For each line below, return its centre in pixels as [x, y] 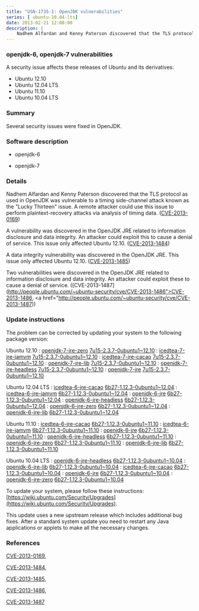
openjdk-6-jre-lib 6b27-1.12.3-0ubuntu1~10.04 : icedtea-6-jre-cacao [89, 467]
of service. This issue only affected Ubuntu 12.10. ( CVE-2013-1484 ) [88, 243]
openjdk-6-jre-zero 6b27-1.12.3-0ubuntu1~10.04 [65, 479]
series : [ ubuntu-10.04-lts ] [42, 17]
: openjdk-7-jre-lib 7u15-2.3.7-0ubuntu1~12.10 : [102, 363]
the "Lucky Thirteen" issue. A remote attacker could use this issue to [90, 207]
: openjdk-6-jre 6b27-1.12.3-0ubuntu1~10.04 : [117, 473]
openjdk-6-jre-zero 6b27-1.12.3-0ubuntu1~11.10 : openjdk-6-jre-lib [87, 443]
